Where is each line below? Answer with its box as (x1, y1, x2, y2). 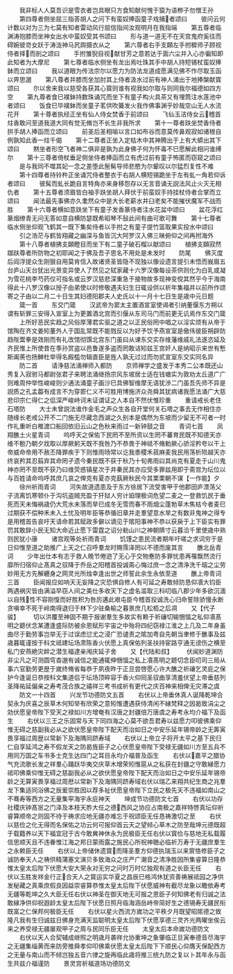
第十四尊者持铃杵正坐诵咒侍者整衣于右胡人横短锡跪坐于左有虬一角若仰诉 (19, 171, 226, 179)
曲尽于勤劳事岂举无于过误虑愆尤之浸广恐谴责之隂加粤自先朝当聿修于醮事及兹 (7, 630, 226, 638)
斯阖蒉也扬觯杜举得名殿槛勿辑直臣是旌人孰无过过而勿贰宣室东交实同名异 (7, 353, 214, 360)
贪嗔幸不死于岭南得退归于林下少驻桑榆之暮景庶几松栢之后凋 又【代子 (7, 604, 216, 612)
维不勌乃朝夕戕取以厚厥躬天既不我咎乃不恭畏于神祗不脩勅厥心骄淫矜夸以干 (7, 440, 220, 447)
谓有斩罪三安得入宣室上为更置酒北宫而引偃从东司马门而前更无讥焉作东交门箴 (7, 309, 226, 318)
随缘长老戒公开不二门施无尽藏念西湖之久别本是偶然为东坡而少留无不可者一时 (7, 413, 226, 421)
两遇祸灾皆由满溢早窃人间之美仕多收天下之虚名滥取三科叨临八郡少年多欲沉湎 (7, 586, 226, 595)
